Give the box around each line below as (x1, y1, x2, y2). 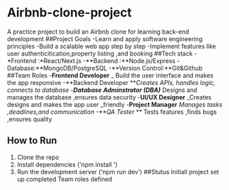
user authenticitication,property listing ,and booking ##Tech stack (7, 49, 193, 58)
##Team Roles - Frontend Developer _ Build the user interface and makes (7, 71, 214, 80)
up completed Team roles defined (16, 175, 113, 183)
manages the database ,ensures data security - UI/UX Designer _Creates (7, 93, 212, 101)
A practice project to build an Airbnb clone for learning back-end (7, 27, 189, 36)
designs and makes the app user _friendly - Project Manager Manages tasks (7, 100, 223, 108)
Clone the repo (16, 153, 59, 161)
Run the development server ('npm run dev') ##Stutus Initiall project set (16, 167, 219, 176)
